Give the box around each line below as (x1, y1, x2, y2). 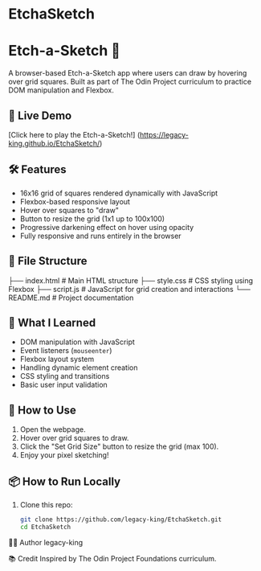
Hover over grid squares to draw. (19, 433, 129, 443)
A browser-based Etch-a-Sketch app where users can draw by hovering (8, 68, 247, 78)
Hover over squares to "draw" (19, 205, 119, 215)
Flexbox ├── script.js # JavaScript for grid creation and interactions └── (8, 284, 251, 294)
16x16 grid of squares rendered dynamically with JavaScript (19, 188, 218, 198)
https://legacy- (139, 129, 189, 139)
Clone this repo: (19, 500, 73, 509)
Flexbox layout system (19, 355, 95, 364)
